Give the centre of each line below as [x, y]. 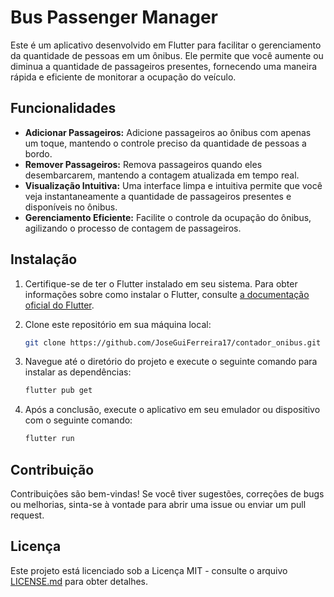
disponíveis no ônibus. [71, 207]
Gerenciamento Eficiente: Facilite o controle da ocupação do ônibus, [168, 217]
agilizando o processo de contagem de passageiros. [133, 228]
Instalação [44, 259]
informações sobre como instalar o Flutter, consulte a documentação [167, 294]
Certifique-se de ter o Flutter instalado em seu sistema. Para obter [161, 283]
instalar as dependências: [78, 372]
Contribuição [52, 469]
